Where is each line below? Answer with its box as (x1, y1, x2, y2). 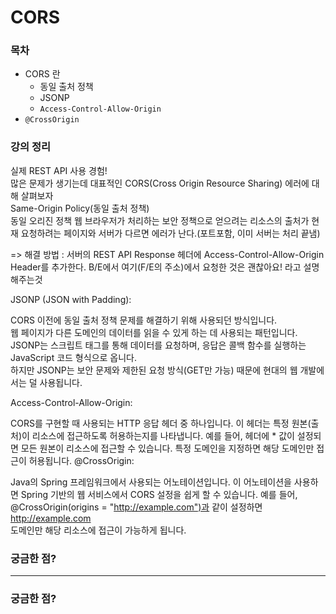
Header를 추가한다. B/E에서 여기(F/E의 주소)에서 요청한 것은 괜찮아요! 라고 (10, 261, 302, 273)
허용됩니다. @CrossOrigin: (28, 454, 135, 466)
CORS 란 (24, 68, 61, 80)
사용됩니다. (39, 376, 83, 388)
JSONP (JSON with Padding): (10, 293, 132, 305)
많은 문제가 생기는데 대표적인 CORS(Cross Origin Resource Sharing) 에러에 (10, 177, 310, 189)
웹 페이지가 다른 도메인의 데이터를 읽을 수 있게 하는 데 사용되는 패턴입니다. (10, 326, 298, 338)
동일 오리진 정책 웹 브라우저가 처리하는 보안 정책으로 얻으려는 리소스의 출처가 (10, 214, 310, 226)
